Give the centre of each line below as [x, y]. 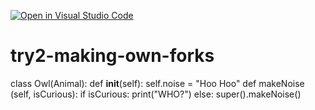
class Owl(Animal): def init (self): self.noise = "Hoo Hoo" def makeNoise [157, 83]
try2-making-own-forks [112, 56]
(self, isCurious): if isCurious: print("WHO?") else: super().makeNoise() [156, 94]
